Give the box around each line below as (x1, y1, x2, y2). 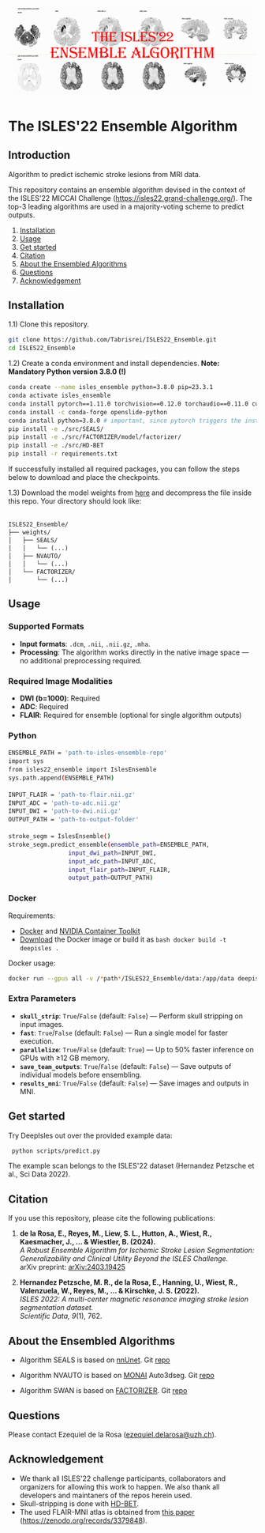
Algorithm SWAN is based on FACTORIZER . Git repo (19, 1386, 188, 1395)
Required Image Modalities (8, 675, 113, 686)
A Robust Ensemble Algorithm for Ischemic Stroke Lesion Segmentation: (19, 1245, 255, 1255)
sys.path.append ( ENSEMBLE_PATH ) (8, 774, 114, 782)
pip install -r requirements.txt (8, 450, 118, 458)
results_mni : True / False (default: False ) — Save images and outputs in (19, 1078, 249, 1088)
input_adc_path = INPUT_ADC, (68, 857, 157, 865)
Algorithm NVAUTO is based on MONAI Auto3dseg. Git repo (19, 1371, 215, 1380)
